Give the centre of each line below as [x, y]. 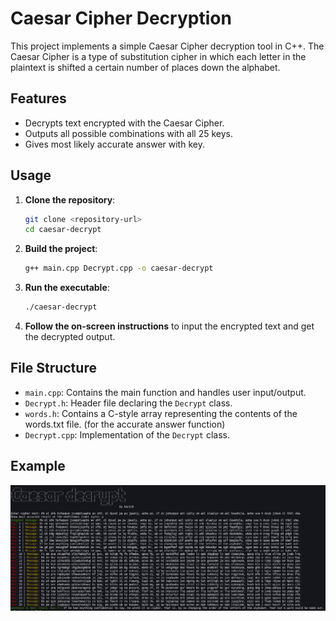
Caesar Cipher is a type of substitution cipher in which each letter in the [158, 56]
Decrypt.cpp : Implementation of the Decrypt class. [127, 434]
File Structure [53, 368]
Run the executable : [67, 288]
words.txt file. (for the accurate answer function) [125, 424]
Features [38, 98]
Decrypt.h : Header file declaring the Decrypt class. [128, 403]
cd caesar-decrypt [63, 230]
